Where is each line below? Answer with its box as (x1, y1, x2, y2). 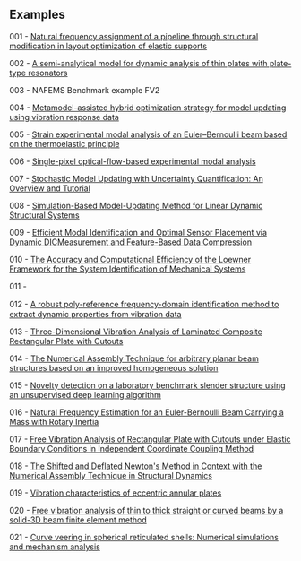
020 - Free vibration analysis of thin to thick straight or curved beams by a (9, 505, 284, 515)
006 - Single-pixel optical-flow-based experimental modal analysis (9, 156, 257, 167)
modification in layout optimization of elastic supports (9, 40, 208, 51)
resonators (28, 67, 69, 78)
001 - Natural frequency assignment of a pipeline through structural (9, 30, 259, 41)
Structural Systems (9, 210, 80, 220)
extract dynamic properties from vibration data (9, 308, 182, 319)
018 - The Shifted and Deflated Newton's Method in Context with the (9, 461, 262, 471)
